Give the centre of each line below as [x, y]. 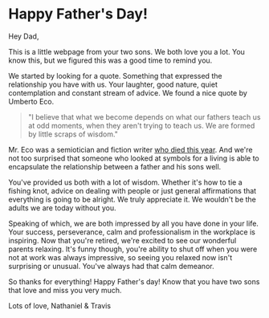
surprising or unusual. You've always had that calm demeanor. [111, 266]
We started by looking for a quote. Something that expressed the [115, 75]
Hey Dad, [24, 36]
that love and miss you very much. [65, 290]
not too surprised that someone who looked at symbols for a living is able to [134, 158]
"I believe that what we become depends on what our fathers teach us [144, 116]
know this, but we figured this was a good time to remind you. [110, 60]
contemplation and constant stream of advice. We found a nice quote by [128, 92]
